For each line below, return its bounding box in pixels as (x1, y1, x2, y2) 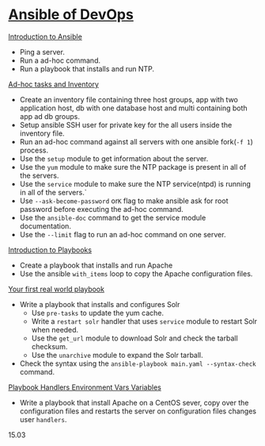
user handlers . (19, 414, 67, 424)
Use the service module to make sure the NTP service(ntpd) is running (19, 179, 251, 188)
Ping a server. (19, 47, 65, 56)
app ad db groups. (19, 111, 81, 121)
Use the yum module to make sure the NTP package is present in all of (19, 162, 247, 171)
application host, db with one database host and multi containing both (19, 103, 248, 113)
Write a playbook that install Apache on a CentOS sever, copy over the (19, 398, 249, 407)
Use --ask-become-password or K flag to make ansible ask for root (19, 196, 229, 206)
